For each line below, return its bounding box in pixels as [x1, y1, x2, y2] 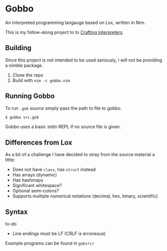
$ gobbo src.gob [5, 114, 39, 120]
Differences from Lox [5, 138, 72, 146]
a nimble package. [5, 62, 43, 68]
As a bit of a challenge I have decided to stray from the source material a [5, 151, 155, 157]
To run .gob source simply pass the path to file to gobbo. [5, 105, 122, 111]
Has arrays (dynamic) [12, 172, 57, 178]
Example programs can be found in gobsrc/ [5, 240, 94, 246]
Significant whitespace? [12, 182, 62, 188]
